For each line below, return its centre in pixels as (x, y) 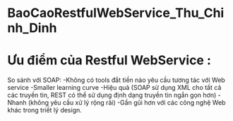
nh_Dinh (32, 28)
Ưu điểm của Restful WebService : (109, 60)
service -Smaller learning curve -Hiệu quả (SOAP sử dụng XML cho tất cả (114, 88)
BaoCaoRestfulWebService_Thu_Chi (116, 13)
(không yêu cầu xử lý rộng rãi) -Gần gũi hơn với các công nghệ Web (127, 103)
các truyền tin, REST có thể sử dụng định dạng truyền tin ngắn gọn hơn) (112, 95)
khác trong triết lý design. (45, 110)
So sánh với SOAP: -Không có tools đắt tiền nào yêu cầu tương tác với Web (116, 80)
